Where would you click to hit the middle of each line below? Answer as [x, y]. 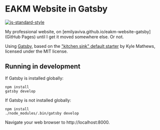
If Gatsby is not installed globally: [38, 100]
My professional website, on [33, 31]
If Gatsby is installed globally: [34, 78]
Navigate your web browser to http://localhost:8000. [57, 122]
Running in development [43, 66]
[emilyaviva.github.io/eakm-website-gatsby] [107, 31]
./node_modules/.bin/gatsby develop [42, 113]
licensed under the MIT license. [36, 51]
